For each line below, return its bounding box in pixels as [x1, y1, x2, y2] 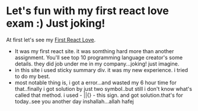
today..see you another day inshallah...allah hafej [14, 97, 135, 105]
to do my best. [14, 73, 50, 80]
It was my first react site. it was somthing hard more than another [14, 47, 174, 54]
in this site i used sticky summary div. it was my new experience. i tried [14, 66, 189, 73]
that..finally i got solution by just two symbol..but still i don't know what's [14, 85, 193, 92]
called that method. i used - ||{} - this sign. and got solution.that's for [14, 92, 184, 99]
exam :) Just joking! [6, 17, 106, 30]
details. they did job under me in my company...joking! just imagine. [14, 60, 180, 67]
